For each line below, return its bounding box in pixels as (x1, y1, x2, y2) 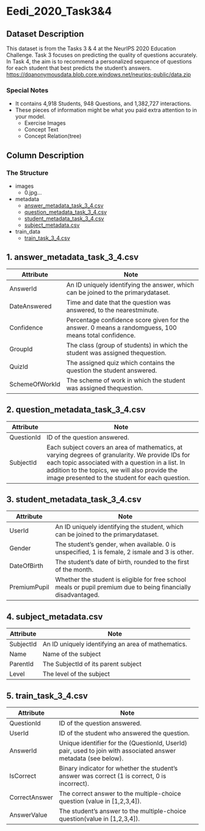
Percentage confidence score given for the (66, 316, 189, 324)
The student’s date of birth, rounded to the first (54, 558, 189, 566)
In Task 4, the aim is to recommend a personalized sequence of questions (6, 58, 192, 65)
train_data (15, 227, 41, 235)
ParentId (9, 660, 34, 668)
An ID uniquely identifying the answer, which (66, 280, 194, 289)
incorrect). (59, 780, 90, 788)
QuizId (9, 362, 29, 371)
